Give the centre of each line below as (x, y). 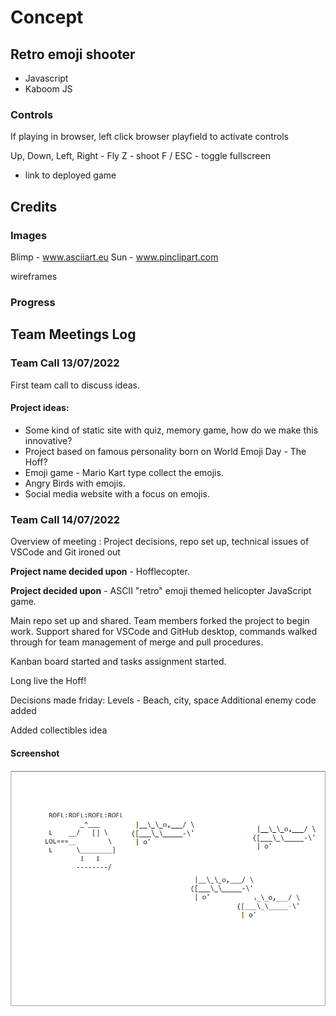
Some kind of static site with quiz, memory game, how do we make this (171, 430)
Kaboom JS (48, 89)
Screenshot (35, 753)
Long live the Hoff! (48, 681)
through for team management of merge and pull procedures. (137, 642)
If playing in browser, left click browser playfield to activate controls (150, 137)
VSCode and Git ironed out (65, 552)
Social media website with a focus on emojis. (117, 493)
